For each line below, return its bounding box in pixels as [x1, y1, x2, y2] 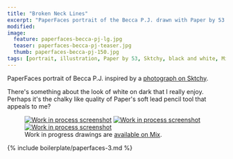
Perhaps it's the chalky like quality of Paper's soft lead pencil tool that [7, 95, 207, 103]
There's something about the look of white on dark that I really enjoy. [7, 87, 204, 95]
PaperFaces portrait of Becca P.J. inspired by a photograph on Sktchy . [7, 74, 209, 82]
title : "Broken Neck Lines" [7, 10, 89, 17]
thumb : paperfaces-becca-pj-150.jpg [13, 49, 119, 56]
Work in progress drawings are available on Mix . [24, 130, 162, 138]
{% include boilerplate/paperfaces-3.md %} [7, 143, 133, 152]
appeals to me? [7, 102, 51, 111]
